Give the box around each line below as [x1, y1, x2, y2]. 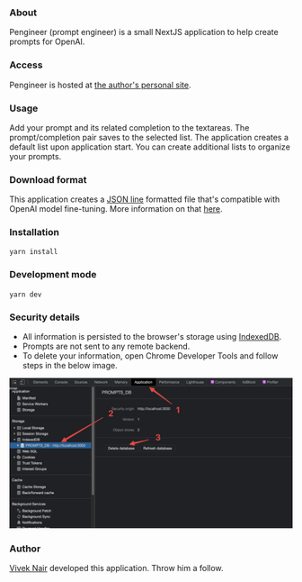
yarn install [9, 248, 58, 257]
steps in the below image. [22, 360, 119, 371]
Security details [9, 311, 81, 323]
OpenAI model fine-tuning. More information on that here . [9, 204, 223, 214]
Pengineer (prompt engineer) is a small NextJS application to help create [9, 27, 279, 38]
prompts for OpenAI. [9, 36, 85, 47]
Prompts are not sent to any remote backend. [22, 341, 191, 352]
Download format [9, 173, 87, 186]
